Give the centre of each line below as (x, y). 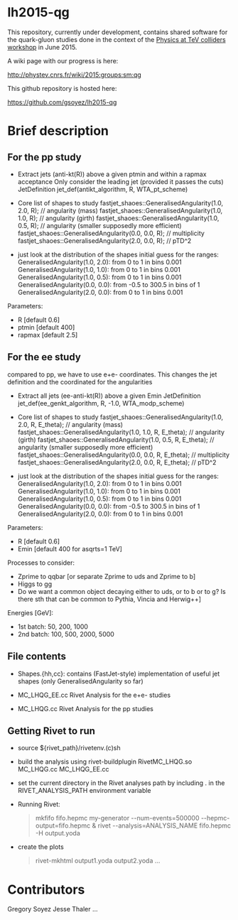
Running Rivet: (39, 804)
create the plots (40, 847)
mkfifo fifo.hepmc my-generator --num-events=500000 (117, 818)
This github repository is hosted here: (62, 88)
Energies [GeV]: (31, 612)
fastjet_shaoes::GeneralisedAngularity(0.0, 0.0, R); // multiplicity (111, 233)
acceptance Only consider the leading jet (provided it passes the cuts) (120, 181)
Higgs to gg (35, 584)
